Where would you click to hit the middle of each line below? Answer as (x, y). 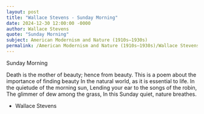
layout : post (23, 12)
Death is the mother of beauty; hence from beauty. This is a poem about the (101, 75)
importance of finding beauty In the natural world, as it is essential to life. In (101, 81)
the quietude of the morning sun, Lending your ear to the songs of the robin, (102, 87)
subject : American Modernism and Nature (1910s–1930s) (77, 40)
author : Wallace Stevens (38, 29)
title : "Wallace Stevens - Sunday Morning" (62, 18)
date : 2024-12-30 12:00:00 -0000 (49, 23)
